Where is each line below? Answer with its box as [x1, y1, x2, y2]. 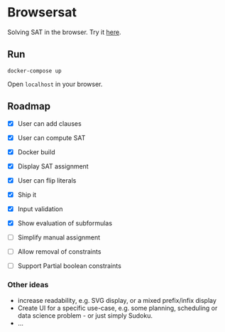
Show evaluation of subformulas [17, 219, 112, 227]
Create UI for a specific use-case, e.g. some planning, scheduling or [17, 304, 218, 312]
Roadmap [7, 100, 51, 112]
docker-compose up [7, 67, 62, 75]
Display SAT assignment [17, 161, 89, 171]
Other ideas [7, 280, 49, 290]
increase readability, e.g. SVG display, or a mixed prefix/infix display [17, 296, 216, 304]
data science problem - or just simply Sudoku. [17, 311, 153, 320]
